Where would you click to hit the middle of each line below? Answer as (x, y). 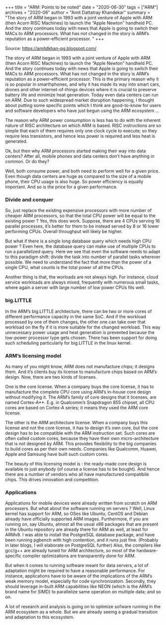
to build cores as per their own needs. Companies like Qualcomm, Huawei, (81, 449)
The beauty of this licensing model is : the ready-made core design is (76, 463)
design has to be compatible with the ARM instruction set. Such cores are (80, 433)
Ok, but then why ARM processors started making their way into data (76, 151)
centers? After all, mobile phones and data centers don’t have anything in (80, 156)
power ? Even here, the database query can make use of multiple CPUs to (81, 246)
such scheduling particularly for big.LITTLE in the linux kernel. (68, 343)
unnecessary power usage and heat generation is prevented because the (80, 332)
